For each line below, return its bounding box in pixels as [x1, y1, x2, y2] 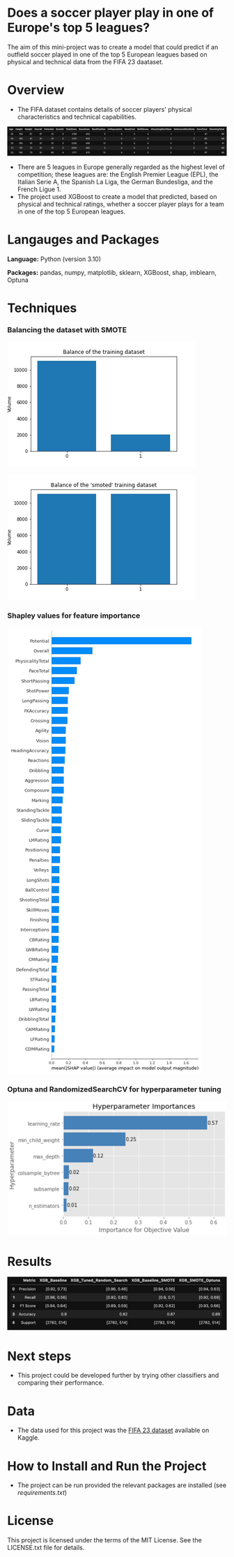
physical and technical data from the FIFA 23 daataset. [7, 57, 164, 66]
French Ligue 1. [17, 185, 61, 193]
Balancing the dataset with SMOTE [7, 325, 127, 334]
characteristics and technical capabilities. [17, 112, 137, 121]
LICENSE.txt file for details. [7, 1544, 85, 1552]
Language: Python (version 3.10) [7, 255, 102, 263]
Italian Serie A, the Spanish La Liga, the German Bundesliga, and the [17, 177, 214, 186]
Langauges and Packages [7, 232, 159, 247]
